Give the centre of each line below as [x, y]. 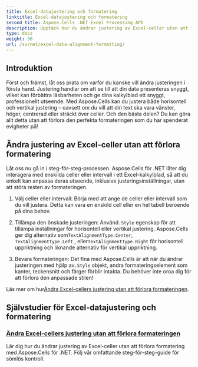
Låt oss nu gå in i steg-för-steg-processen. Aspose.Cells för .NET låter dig [96, 168]
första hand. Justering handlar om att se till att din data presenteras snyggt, [98, 88]
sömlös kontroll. [26, 359]
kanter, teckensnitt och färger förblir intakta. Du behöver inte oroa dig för [103, 271]
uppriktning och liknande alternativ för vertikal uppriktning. [86, 247]
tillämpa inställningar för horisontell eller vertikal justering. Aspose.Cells [101, 229]
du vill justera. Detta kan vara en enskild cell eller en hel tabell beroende [102, 204]
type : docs [19, 34]
